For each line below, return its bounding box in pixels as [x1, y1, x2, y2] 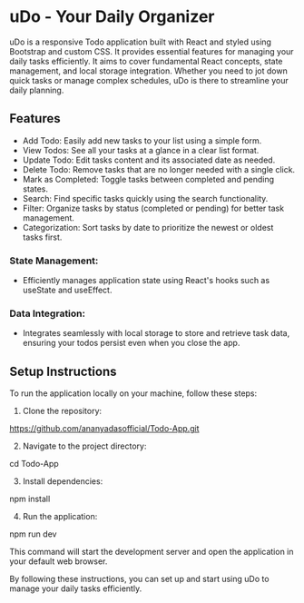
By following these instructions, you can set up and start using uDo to [9, 574, 270, 585]
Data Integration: [9, 307, 86, 320]
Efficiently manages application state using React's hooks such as [22, 275, 270, 286]
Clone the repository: [22, 406, 103, 417]
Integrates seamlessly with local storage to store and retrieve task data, [22, 328, 290, 339]
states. [22, 183, 48, 194]
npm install [9, 493, 51, 505]
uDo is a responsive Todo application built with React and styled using [9, 36, 272, 47]
